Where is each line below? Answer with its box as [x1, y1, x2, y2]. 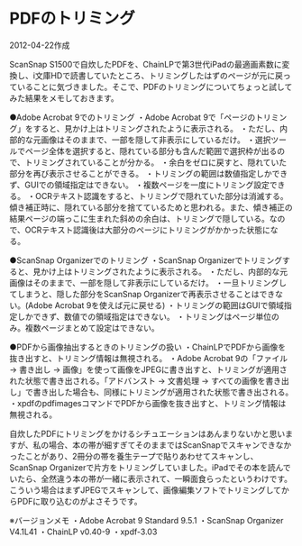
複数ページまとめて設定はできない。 [24, 322, 160, 333]
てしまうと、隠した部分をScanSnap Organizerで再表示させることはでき [9, 288, 276, 299]
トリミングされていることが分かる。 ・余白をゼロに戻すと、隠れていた [24, 157, 287, 168]
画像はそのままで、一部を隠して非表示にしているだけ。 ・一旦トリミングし [9, 277, 287, 288]
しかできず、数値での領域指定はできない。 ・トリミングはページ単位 [16, 311, 272, 322]
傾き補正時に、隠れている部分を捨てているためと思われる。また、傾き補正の [9, 202, 293, 213]
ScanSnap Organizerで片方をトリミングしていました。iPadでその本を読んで [9, 461, 291, 473]
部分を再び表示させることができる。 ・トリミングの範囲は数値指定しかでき [9, 168, 288, 178]
